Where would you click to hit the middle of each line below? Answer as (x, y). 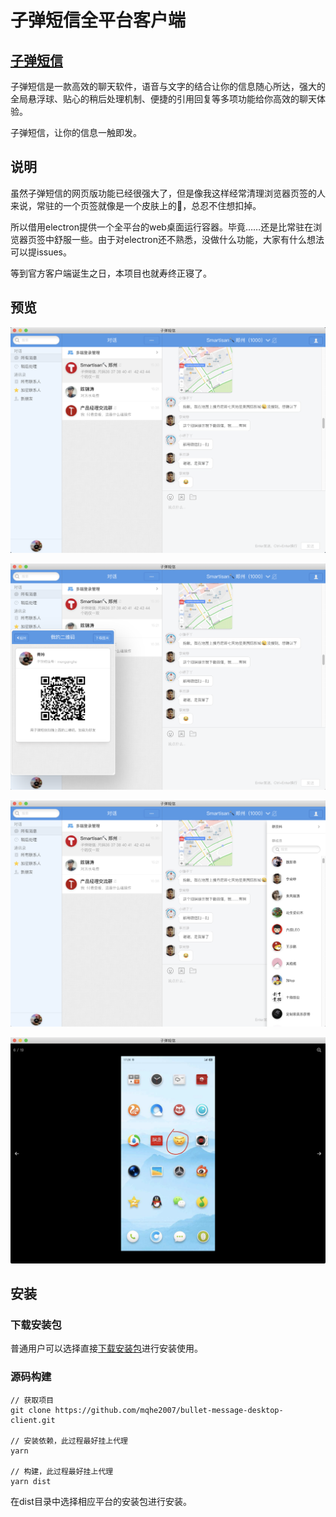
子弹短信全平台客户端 (98, 20)
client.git (33, 1420)
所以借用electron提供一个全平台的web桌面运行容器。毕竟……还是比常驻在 (162, 227)
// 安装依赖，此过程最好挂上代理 (69, 1441)
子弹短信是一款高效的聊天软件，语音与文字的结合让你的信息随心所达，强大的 (168, 86)
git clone (31, 1410)
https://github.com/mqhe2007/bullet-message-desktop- (169, 1410)
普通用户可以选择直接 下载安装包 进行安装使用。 (106, 1348)
